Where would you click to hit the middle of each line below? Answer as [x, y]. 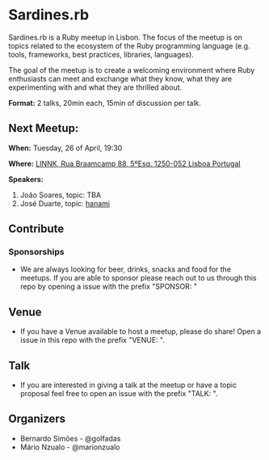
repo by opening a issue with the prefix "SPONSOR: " [109, 287]
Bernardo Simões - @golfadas [70, 438]
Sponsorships [36, 252]
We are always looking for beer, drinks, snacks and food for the [126, 269]
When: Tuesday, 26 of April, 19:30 [65, 148]
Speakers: [26, 179]
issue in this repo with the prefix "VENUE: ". [92, 340]
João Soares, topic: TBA [61, 195]
